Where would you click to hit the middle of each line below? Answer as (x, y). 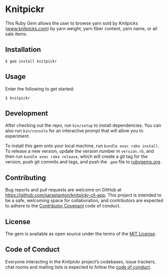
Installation (23, 50)
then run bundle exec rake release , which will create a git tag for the (76, 156)
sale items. (16, 34)
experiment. (18, 136)
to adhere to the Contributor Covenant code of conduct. (63, 206)
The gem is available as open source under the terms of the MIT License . (81, 234)
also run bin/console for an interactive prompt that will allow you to (74, 131)
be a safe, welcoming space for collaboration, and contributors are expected (84, 201)
